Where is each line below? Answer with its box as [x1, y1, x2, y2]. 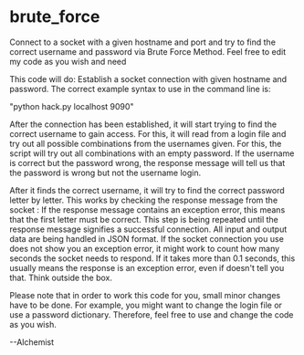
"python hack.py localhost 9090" [9, 100, 134, 111]
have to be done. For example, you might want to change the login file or [9, 299, 283, 310]
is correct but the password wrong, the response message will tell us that [9, 157, 286, 168]
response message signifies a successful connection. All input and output [9, 224, 288, 235]
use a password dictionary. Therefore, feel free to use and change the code [9, 308, 294, 320]
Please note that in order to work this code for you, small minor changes [9, 289, 281, 300]
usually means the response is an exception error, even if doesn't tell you [9, 262, 285, 273]
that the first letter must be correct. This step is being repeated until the [9, 214, 278, 224]
